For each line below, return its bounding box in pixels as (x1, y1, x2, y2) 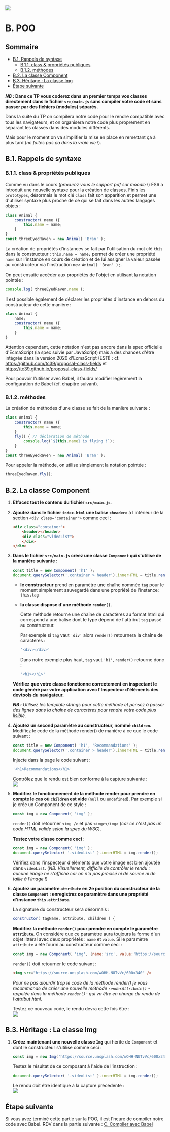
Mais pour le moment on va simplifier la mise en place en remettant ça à (5, 134, 156, 140)
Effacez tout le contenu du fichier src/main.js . (12, 499, 112, 505)
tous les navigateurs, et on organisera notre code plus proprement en (5, 119, 151, 125)
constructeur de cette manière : (5, 301, 72, 307)
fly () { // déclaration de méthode (14, 434, 90, 439)
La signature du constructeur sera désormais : (12, 906, 110, 912)
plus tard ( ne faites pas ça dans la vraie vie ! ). (5, 140, 101, 145)
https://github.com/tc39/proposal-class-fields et (5, 361, 107, 367)
